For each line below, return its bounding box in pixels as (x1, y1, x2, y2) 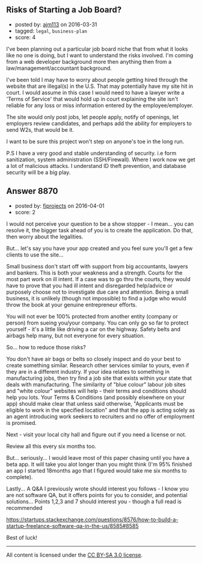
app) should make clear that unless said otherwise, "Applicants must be (6, 400, 184, 407)
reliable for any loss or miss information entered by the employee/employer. (6, 102, 194, 109)
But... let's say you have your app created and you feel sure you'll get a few (6, 244, 193, 252)
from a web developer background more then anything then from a (6, 58, 172, 65)
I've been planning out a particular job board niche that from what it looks (6, 45, 188, 52)
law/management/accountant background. (6, 64, 112, 72)
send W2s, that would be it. (6, 126, 74, 133)
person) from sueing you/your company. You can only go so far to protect (6, 319, 189, 326)
